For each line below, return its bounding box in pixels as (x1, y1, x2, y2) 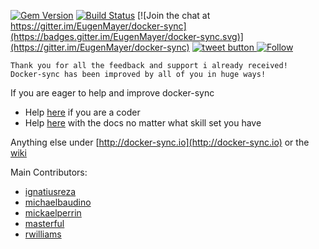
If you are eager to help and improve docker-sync (10, 87, 215, 99)
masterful (24, 218, 65, 229)
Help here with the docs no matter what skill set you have (24, 117, 262, 129)
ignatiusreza (24, 186, 77, 197)
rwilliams (24, 228, 62, 240)
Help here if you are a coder (24, 106, 141, 118)
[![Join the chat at (137, 10, 211, 21)
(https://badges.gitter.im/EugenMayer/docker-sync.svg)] (10, 31, 244, 42)
